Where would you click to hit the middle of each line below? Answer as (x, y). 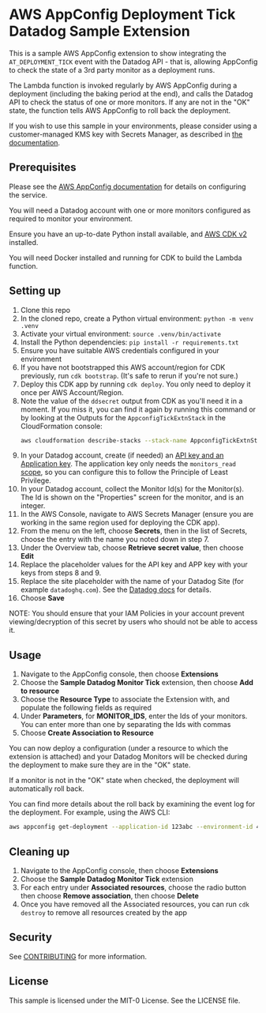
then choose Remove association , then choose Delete (110, 895)
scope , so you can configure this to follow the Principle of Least (124, 473)
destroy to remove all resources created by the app (104, 912)
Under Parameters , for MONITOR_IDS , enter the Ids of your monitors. (134, 716)
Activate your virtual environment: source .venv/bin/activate (121, 333)
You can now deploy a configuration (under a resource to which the (119, 748)
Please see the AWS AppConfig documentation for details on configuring (128, 186)
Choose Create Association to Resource (87, 733)
